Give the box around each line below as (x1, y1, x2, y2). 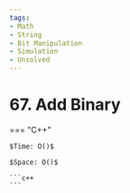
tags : (9, 13, 30, 23)
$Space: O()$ (9, 158, 59, 167)
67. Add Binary (9, 94, 121, 115)
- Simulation (9, 47, 59, 56)
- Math (9, 22, 34, 31)
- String (9, 30, 42, 39)
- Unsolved (9, 55, 51, 64)
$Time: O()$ (9, 141, 54, 150)
